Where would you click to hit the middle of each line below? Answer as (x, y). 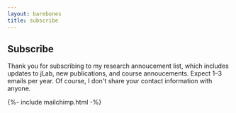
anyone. (19, 88)
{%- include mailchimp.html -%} (55, 102)
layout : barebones (34, 14)
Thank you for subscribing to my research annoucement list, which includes (118, 66)
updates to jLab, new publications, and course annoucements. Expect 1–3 (114, 73)
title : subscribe (33, 20)
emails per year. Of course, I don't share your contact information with (110, 81)
